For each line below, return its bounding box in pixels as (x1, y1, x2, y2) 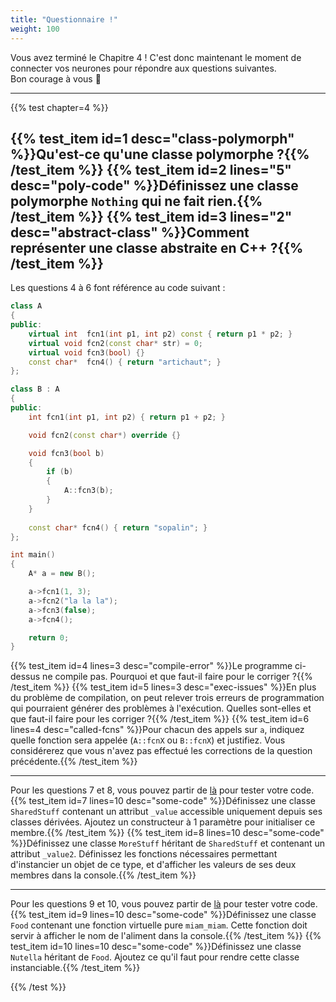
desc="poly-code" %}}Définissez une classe (10, 177, 299, 194)
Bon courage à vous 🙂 (10, 72, 102, 85)
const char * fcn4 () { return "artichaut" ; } (28, 357, 222, 367)
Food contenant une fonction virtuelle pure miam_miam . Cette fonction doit (10, 919, 308, 931)
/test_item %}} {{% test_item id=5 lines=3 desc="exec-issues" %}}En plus (10, 681, 317, 693)
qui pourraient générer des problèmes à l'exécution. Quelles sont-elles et (10, 702, 312, 715)
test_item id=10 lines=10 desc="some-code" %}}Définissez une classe (10, 941, 302, 953)
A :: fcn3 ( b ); (63, 486, 114, 496)
